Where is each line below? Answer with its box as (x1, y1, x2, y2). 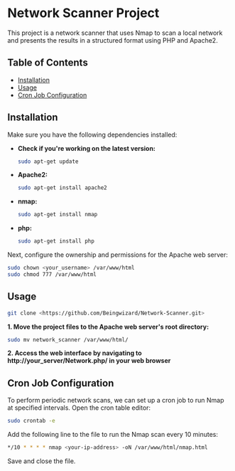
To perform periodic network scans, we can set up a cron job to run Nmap (7, 396, 225, 405)
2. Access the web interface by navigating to (7, 349, 142, 357)
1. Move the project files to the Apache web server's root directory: (7, 322, 209, 331)
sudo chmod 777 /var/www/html (7, 270, 97, 278)
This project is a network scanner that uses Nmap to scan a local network (7, 28, 223, 37)
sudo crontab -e (7, 418, 55, 425)
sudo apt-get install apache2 (17, 184, 108, 191)
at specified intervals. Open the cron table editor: (7, 403, 151, 412)
